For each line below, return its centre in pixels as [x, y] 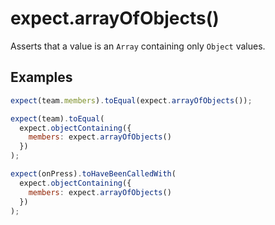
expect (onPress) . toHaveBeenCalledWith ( [93, 174]
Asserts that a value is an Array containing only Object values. [138, 46]
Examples [41, 77]
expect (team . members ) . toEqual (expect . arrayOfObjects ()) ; [131, 100]
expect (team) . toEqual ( [57, 118]
